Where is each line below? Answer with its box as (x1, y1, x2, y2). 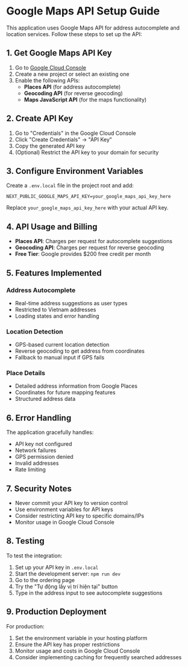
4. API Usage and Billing (6, 222, 98, 232)
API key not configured (14, 441, 72, 448)
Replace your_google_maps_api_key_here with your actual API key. (6, 204, 169, 211)
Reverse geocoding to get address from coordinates (14, 347, 145, 355)
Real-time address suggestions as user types (14, 299, 128, 306)
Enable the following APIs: (14, 76, 80, 84)
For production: (6, 622, 45, 630)
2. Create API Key (6, 113, 74, 124)
